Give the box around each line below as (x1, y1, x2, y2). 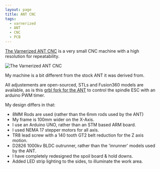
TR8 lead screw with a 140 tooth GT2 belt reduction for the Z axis (12, 132, 144, 138)
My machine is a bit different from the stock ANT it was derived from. (5, 72, 145, 78)
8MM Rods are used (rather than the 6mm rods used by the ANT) (12, 111, 144, 117)
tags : (5, 16, 16, 21)
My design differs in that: (5, 102, 55, 108)
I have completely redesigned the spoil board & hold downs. (12, 153, 133, 159)
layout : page (5, 7, 32, 12)
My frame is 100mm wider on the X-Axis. (12, 116, 94, 122)
